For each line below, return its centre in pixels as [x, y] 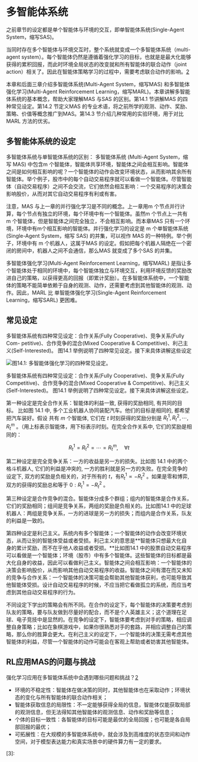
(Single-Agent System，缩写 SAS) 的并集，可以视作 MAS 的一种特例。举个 [96, 236]
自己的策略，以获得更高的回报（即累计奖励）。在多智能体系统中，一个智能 [100, 277]
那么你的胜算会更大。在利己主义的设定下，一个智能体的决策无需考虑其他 [104, 634]
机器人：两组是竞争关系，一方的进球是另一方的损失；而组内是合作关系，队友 [99, 513]
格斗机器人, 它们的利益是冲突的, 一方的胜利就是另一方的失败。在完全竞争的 [97, 468]
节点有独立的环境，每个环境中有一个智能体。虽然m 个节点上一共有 [107, 214]
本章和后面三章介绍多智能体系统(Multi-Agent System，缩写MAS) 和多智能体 [98, 84]
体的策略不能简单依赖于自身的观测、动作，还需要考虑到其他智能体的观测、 [96, 285]
